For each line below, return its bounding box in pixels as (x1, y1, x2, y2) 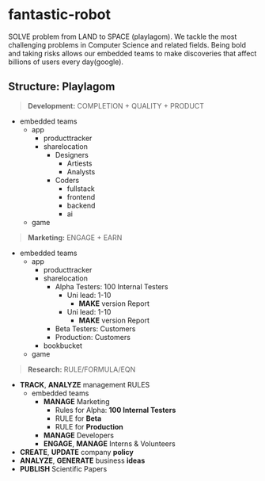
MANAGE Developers (43, 430, 115, 440)
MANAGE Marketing (43, 396, 110, 406)
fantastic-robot (8, 6, 111, 24)
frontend (66, 192, 96, 201)
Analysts (66, 166, 96, 176)
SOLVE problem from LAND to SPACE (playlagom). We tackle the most (8, 32, 237, 41)
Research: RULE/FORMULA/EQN (27, 365, 136, 374)
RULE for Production (55, 422, 124, 431)
